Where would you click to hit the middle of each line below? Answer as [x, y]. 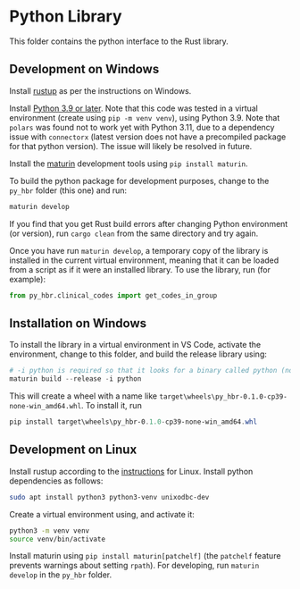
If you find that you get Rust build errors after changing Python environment [149, 223]
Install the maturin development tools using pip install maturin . [129, 164]
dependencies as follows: [56, 481]
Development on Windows [84, 69]
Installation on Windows [78, 323]
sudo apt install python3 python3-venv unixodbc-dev [109, 497]
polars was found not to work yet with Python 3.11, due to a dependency [142, 127]
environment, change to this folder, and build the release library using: [138, 354]
